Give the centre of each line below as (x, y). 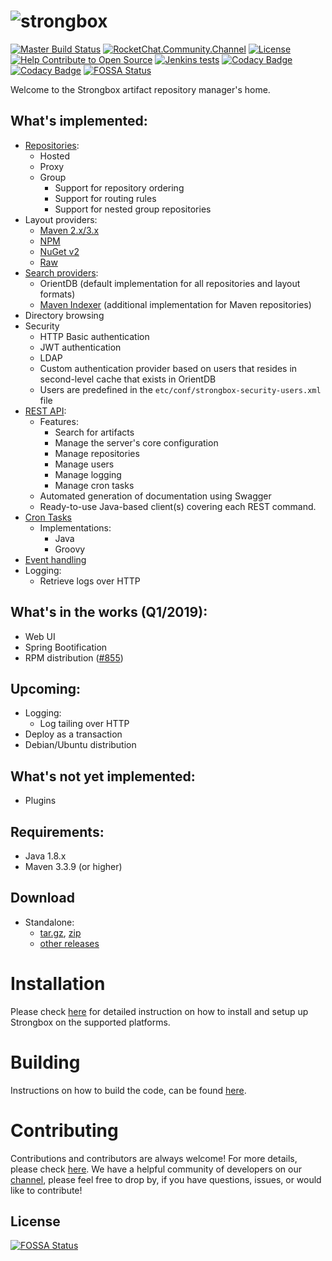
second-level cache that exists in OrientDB (128, 379)
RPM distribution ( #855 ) (74, 657)
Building (45, 1062)
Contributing (64, 1130)
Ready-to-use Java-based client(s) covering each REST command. (178, 506)
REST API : (45, 411)
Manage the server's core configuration (136, 442)
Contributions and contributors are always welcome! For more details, (154, 1158)
